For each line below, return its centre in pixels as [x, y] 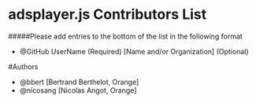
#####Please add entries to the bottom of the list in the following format [125, 36]
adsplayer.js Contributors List [108, 15]
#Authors [23, 66]
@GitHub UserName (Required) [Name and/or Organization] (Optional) [134, 51]
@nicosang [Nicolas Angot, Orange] [78, 90]
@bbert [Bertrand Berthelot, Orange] [79, 82]
